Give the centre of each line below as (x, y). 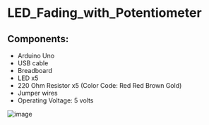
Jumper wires (37, 93)
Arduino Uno (36, 55)
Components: (38, 39)
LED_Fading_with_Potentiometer (105, 13)
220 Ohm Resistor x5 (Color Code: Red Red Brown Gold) (100, 85)
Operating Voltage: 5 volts (55, 100)
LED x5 (28, 78)
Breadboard (35, 71)
